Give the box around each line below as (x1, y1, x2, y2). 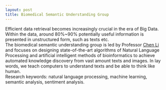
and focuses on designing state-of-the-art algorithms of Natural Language (5, 47, 160, 53)
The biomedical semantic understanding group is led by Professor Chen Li (5, 41, 159, 47)
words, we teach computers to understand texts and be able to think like (5, 63, 155, 69)
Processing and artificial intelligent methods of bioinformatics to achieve (5, 52, 155, 58)
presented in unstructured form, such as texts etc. (5, 36, 109, 42)
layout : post (5, 7, 33, 12)
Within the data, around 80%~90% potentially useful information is (5, 31, 144, 37)
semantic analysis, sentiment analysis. (5, 78, 85, 85)
